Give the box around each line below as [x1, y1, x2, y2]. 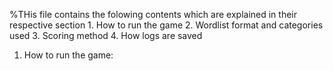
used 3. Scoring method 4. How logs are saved [9, 30, 203, 41]
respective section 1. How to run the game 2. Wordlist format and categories [9, 19, 324, 31]
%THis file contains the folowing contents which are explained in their [9, 9, 298, 20]
